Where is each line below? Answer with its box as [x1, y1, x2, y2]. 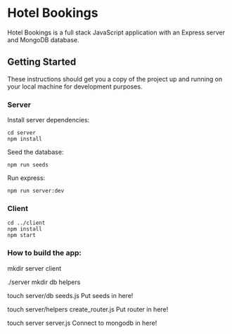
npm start [7, 232, 37, 239]
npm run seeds [7, 162, 49, 169]
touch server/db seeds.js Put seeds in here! [7, 291, 134, 300]
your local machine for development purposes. [7, 82, 143, 91]
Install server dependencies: [7, 116, 90, 124]
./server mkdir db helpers [7, 278, 81, 286]
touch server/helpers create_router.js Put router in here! [7, 304, 169, 314]
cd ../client [7, 219, 46, 226]
